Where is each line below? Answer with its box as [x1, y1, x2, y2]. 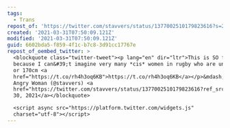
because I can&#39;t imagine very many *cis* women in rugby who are [13, 61, 216, 67]
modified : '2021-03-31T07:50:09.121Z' [7, 35, 118, 42]
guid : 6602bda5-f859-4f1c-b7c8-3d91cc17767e [7, 42, 136, 48]
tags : [7, 10, 23, 17]
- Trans [13, 16, 36, 23]
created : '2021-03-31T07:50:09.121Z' [7, 29, 115, 36]
